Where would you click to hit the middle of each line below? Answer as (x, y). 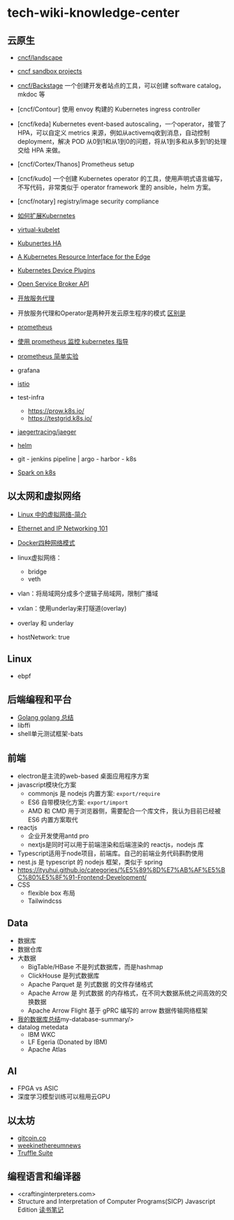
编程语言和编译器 (44, 1176)
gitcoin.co (32, 1138)
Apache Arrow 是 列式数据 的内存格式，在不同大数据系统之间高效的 (124, 993)
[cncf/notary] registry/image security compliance (88, 201)
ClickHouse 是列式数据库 (64, 975)
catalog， (211, 86)
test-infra (31, 397)
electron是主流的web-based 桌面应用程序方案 (83, 776)
